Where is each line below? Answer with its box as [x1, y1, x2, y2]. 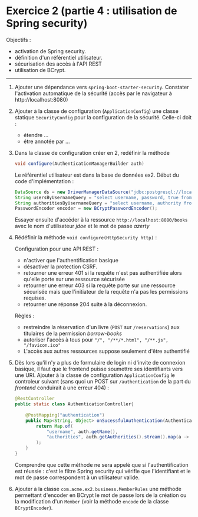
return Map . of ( [36, 423, 74, 429]
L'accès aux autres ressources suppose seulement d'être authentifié [23, 347, 190, 355]
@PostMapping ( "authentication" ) [25, 412, 105, 418]
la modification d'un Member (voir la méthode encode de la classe [14, 498, 169, 505]
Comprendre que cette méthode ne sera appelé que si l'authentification [14, 461, 189, 468]
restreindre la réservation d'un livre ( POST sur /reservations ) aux [23, 324, 180, 331]
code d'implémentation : [14, 177, 74, 184]
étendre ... [23, 131, 49, 138]
